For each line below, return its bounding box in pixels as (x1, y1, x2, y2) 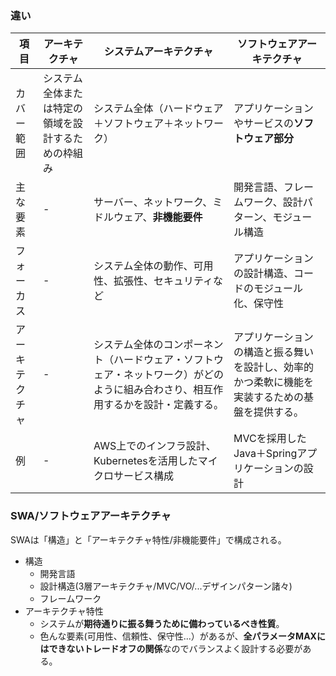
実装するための (233, 390, 305, 404)
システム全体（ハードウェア (93, 102, 224, 116)
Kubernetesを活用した (93, 454, 198, 468)
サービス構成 (113, 469, 175, 483)
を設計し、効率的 (233, 360, 315, 374)
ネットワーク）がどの (123, 368, 225, 382)
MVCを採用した (233, 432, 307, 446)
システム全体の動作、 (93, 259, 194, 273)
